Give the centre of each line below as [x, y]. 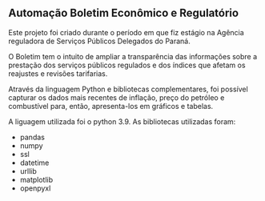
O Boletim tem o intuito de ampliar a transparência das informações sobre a [133, 56]
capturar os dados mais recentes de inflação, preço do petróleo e [116, 97]
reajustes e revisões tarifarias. [58, 73]
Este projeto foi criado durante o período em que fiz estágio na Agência [126, 32]
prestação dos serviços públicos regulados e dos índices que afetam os [127, 65]
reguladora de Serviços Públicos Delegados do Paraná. [99, 41]
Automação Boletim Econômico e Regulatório [123, 13]
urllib [28, 171]
